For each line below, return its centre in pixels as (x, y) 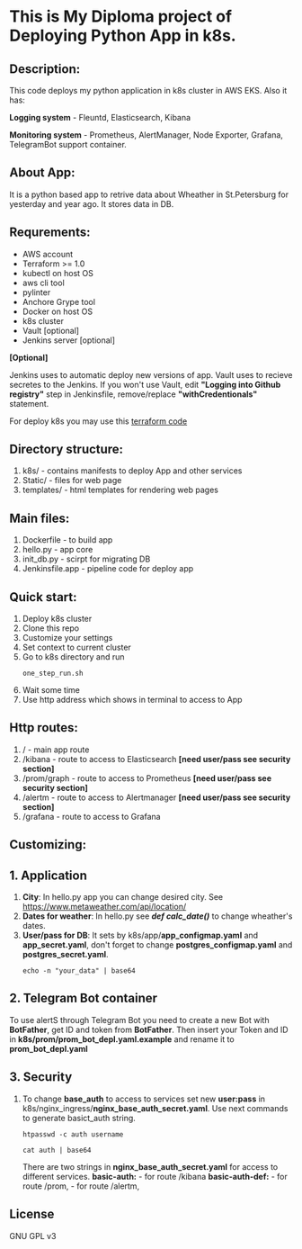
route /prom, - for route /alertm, (81, 1186)
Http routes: (44, 728)
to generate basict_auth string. (79, 1118)
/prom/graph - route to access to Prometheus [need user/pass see (147, 778)
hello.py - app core (58, 550)
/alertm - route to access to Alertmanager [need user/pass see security (156, 797)
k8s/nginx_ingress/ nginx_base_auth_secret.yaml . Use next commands (155, 1108)
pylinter (36, 292)
